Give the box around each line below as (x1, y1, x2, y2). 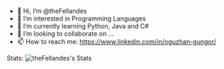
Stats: (6, 54, 24, 62)
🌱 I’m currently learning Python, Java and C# (16, 22, 149, 30)
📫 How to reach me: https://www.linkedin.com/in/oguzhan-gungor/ (16, 38, 217, 46)
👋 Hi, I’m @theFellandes (16, 7, 87, 15)
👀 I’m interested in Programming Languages (16, 14, 146, 23)
